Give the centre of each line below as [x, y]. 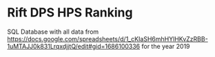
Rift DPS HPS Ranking [70, 13]
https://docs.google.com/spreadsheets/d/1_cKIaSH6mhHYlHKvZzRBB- [107, 38]
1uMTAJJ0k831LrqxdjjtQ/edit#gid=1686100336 [74, 46]
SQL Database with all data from [53, 32]
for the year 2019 [166, 46]
